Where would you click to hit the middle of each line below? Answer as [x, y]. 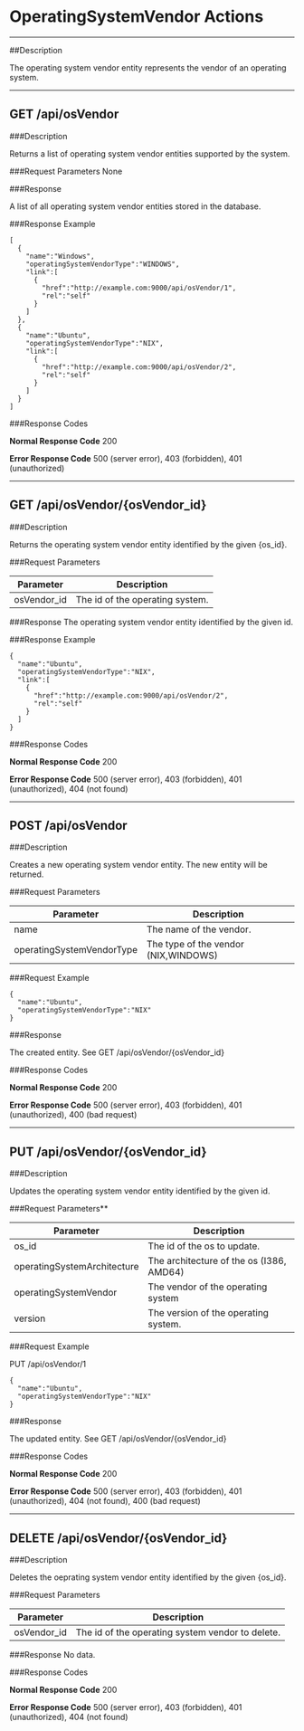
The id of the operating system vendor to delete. [178, 1632]
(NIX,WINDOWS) [182, 956]
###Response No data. [52, 1655]
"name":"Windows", [60, 256]
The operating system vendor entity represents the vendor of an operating [148, 67]
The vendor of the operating [208, 1287]
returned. [27, 874]
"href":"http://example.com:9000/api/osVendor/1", [139, 288]
